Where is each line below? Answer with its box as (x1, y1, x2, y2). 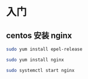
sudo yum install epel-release (6, 46, 83, 52)
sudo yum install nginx (6, 57, 65, 63)
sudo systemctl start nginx (6, 67, 75, 73)
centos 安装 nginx (6, 30, 72, 40)
